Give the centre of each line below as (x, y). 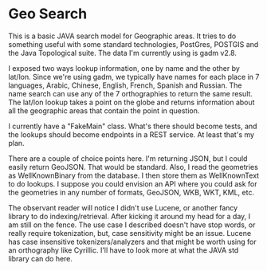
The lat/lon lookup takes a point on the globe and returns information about (132, 102)
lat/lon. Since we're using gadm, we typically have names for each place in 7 (134, 77)
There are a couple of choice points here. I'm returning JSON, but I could (128, 158)
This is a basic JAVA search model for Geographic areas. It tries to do (122, 36)
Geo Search (48, 14)
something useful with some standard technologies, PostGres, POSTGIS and (133, 44)
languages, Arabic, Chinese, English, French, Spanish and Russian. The (125, 85)
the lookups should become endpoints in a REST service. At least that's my (132, 134)
